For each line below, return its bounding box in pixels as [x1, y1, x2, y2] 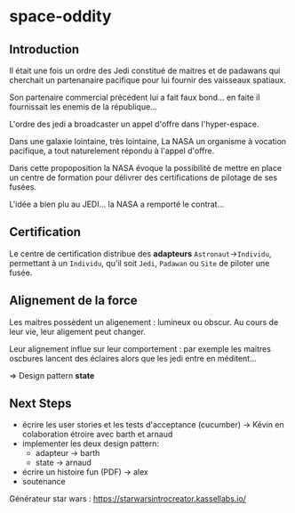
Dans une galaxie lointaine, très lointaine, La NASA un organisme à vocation [9, 136, 287, 146]
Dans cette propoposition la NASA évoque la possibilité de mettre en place [9, 163, 283, 173]
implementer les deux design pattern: [21, 438, 160, 449]
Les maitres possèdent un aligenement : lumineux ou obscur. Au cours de [9, 316, 279, 327]
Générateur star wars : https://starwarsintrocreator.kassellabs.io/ [9, 493, 247, 504]
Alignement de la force [9, 293, 138, 308]
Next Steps [9, 396, 72, 411]
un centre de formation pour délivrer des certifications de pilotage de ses [9, 172, 278, 183]
